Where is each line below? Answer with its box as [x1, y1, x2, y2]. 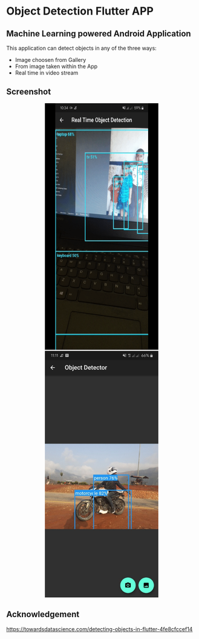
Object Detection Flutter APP [6, 4, 154, 18]
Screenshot [6, 87, 51, 97]
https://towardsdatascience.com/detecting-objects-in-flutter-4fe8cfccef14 [6, 625, 193, 632]
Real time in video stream [15, 69, 79, 76]
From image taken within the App [15, 63, 98, 70]
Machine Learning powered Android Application [6, 29, 192, 39]
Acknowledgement [6, 609, 80, 620]
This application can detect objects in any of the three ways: [6, 44, 157, 52]
